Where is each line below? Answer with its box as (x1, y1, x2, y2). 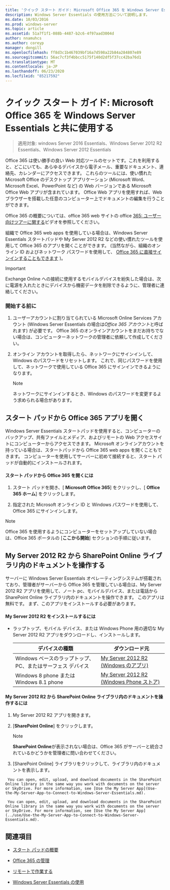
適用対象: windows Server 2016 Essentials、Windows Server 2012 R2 (17, 140, 162, 146)
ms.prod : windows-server (5, 21, 58, 27)
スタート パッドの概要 (12, 847, 59, 853)
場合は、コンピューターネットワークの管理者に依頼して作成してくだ (17, 334, 159, 340)
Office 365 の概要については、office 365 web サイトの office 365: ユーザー (5, 212, 161, 218)
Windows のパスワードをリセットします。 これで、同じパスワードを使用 (12, 358, 163, 364)
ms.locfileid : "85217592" (5, 74, 60, 79)
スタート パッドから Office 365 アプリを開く (5, 414, 144, 422)
